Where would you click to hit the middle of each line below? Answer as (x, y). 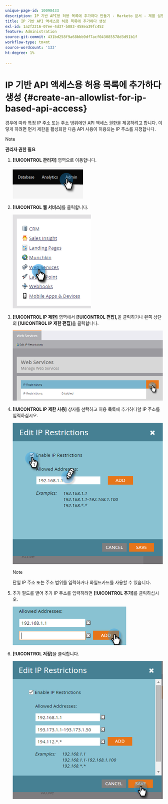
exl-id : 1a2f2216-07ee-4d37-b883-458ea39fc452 (54, 27)
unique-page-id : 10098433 (32, 11)
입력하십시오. (25, 415)
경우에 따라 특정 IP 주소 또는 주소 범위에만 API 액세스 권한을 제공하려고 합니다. (81, 123)
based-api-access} (46, 108)
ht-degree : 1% (20, 53)
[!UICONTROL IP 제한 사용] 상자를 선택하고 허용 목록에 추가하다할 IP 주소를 (86, 409)
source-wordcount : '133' (31, 48)
